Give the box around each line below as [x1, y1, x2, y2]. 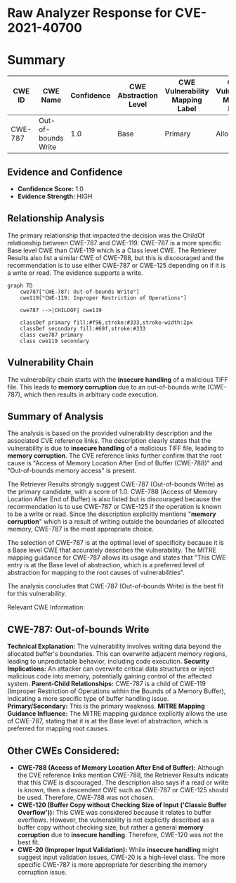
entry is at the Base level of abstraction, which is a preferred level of [7, 561, 205, 569]
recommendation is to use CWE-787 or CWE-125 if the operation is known [7, 503, 222, 511]
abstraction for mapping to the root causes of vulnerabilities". [7, 568, 185, 577]
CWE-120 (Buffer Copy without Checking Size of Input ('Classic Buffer [17, 801, 227, 809]
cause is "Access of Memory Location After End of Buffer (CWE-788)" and [7, 459, 223, 468]
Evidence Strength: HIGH [17, 192, 93, 200]
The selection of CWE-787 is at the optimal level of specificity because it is [7, 539, 225, 547]
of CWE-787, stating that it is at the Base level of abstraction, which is [7, 717, 209, 726]
